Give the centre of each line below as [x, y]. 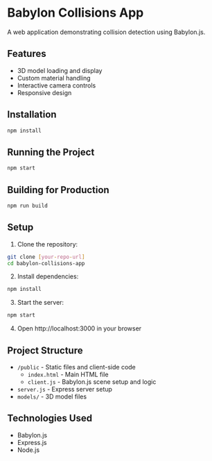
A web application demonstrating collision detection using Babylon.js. [106, 32]
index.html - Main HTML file [68, 374]
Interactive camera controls [56, 85]
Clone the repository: [47, 244]
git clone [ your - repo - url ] [46, 257]
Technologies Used [50, 418]
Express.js [32, 442]
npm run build [28, 206]
